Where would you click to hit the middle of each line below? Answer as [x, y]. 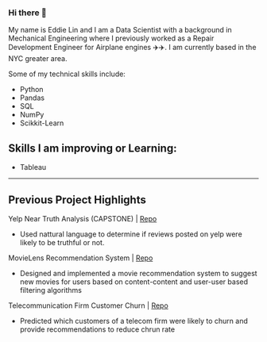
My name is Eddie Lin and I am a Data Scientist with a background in [120, 30]
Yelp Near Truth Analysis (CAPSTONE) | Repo [83, 218]
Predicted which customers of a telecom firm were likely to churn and [134, 321]
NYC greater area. [38, 59]
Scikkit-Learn [42, 123]
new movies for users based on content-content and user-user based [134, 282]
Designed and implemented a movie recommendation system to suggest [138, 273]
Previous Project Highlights [77, 200]
